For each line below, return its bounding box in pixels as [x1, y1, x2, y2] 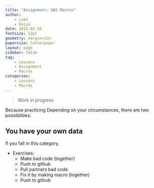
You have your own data [5, 127, 83, 136]
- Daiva [14, 21, 30, 27]
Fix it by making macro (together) [20, 172, 90, 178]
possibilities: [5, 112, 31, 118]
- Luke [14, 17, 28, 22]
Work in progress [17, 97, 54, 103]
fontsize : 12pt [5, 31, 37, 36]
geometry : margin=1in [5, 36, 51, 41]
